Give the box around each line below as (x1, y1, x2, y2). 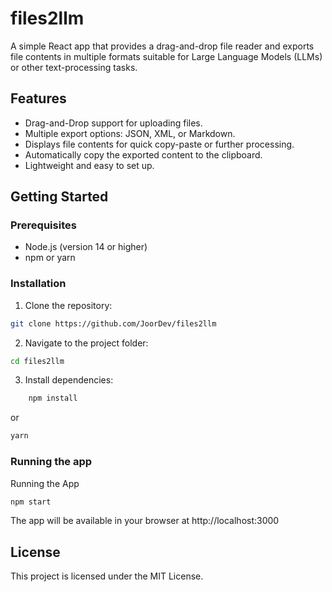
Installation (10, 277, 67, 291)
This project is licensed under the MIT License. (10, 570, 204, 582)
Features (10, 90, 67, 107)
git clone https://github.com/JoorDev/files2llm (10, 318, 217, 329)
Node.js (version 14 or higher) (24, 241, 148, 253)
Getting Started (10, 188, 109, 206)
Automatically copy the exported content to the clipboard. (24, 148, 263, 161)
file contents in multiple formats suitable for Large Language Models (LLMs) (10, 50, 323, 62)
